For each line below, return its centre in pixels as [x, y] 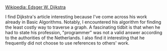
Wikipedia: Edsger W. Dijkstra [35, 7]
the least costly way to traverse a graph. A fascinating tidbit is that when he [83, 27]
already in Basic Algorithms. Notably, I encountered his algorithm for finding [83, 22]
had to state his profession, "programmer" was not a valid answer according [84, 32]
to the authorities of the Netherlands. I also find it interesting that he [75, 38]
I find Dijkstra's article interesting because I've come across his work [76, 17]
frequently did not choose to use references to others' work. [67, 43]
